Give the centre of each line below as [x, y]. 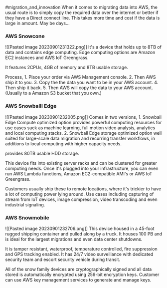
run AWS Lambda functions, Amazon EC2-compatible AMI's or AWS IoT [79, 174]
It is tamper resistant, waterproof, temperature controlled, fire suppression [82, 249]
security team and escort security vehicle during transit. [63, 259]
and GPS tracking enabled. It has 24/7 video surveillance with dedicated [79, 254]
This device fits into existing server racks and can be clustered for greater [81, 163]
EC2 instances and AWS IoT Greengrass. [47, 58]
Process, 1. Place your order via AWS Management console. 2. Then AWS [81, 77]
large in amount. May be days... [37, 23]
